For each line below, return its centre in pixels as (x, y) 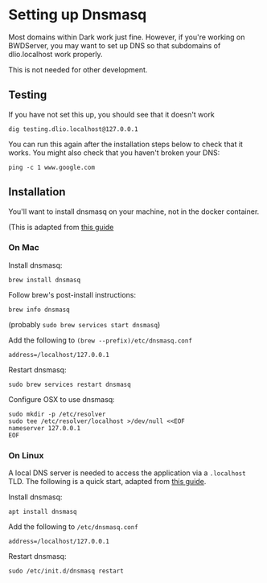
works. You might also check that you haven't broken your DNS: (114, 152)
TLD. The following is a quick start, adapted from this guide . (107, 482)
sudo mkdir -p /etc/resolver (57, 414)
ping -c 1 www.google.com (51, 167)
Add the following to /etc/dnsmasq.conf (73, 527)
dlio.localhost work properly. (55, 54)
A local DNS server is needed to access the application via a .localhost (127, 473)
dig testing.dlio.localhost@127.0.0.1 (73, 129)
